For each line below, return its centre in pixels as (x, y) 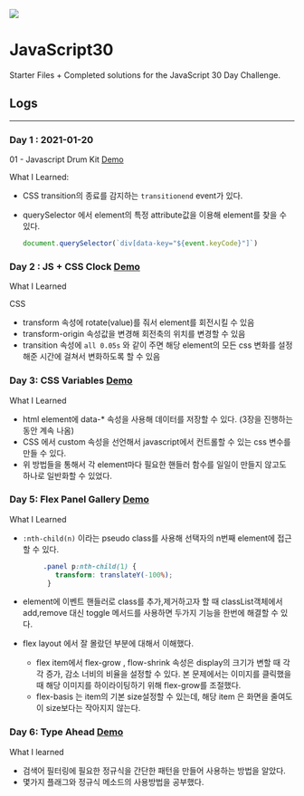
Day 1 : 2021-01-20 (52, 139)
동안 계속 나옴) (48, 430)
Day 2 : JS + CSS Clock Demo (75, 266)
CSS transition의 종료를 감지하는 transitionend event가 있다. (133, 196)
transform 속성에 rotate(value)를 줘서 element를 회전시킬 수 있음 (138, 322)
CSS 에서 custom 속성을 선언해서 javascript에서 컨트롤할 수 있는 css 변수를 (157, 441)
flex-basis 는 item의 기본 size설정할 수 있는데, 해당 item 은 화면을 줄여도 (164, 696)
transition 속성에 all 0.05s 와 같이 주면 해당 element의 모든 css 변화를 (149, 345)
